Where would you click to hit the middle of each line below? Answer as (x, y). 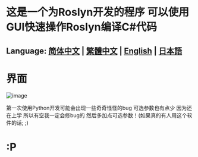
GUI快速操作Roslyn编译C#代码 (82, 27)
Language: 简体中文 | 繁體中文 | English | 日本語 (94, 51)
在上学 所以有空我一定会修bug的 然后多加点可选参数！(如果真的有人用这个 (97, 115)
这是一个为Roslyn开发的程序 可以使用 (98, 12)
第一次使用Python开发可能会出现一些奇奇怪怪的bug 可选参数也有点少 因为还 (99, 108)
